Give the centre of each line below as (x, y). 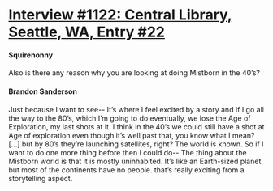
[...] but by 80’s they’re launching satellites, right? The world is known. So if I (136, 144)
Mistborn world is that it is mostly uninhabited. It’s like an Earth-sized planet (135, 161)
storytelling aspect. (41, 178)
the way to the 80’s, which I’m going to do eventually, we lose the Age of (130, 118)
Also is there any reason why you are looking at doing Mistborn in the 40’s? (134, 73)
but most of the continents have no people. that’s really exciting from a (127, 170)
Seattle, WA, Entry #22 (87, 32)
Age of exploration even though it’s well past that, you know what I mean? (132, 135)
